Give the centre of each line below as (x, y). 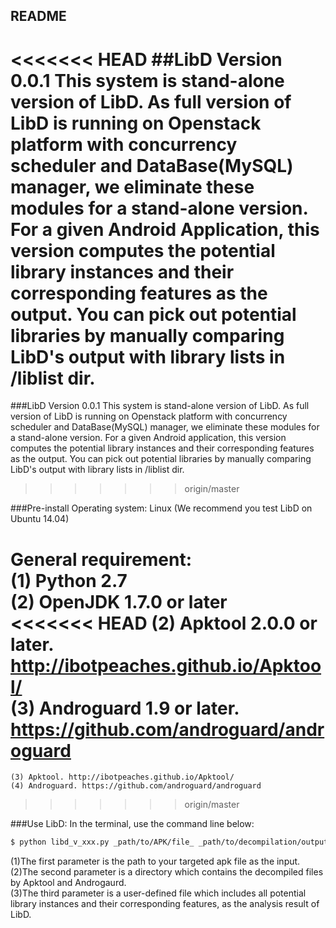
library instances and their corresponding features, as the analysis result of (165, 904)
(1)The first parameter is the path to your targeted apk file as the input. (155, 861)
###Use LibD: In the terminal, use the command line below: (132, 824)
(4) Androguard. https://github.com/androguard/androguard (136, 786)
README (38, 16)
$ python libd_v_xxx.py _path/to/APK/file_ (102, 842)
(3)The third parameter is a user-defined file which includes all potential (158, 893)
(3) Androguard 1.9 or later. (125, 708)
